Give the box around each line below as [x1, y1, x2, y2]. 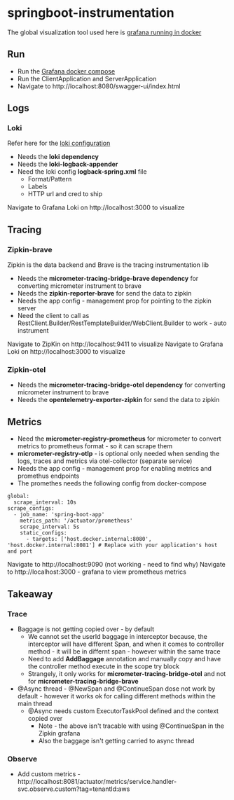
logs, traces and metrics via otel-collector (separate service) [17, 457, 193, 465]
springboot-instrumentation [7, 5, 174, 21]
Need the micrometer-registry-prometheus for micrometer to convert [17, 434, 222, 443]
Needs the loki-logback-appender [17, 160, 118, 169]
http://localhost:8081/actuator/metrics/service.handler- [17, 778, 177, 786]
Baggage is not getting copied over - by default [17, 625, 155, 633]
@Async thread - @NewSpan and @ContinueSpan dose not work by [17, 684, 216, 693]
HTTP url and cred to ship [27, 190, 103, 198]
